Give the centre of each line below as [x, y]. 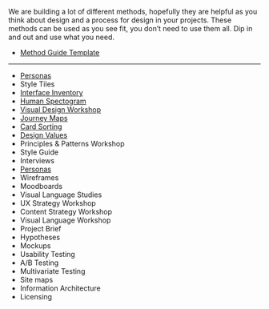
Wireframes [39, 178]
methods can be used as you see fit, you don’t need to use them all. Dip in [130, 28]
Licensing [36, 297]
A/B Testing [39, 263]
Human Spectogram [53, 101]
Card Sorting [41, 126]
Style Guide [39, 152]
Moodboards [41, 186]
